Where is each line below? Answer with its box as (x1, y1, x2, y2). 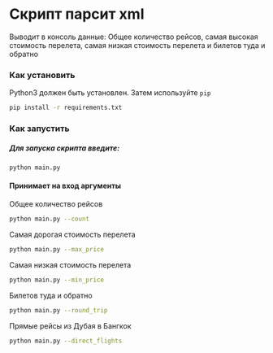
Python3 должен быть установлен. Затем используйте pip (9, 88, 211, 98)
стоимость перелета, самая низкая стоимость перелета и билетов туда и (9, 40, 266, 50)
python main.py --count (9, 215, 90, 224)
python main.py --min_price (9, 276, 105, 284)
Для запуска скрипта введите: (9, 143, 120, 153)
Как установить (9, 69, 76, 81)
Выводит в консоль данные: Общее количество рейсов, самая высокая (9, 32, 258, 41)
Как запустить (9, 123, 70, 134)
